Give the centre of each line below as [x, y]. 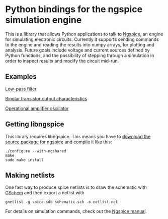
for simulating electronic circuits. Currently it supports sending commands [82, 39]
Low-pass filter [21, 89]
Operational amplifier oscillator [37, 108]
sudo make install [24, 160]
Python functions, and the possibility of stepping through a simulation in [80, 55]
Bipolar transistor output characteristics [46, 98]
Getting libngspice [35, 124]
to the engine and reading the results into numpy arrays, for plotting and [80, 44]
